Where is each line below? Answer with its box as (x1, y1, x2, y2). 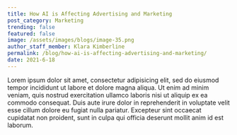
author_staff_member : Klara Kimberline (7, 43, 125, 50)
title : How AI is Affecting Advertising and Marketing (7, 10, 173, 18)
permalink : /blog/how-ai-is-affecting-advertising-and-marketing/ (7, 50, 207, 57)
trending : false (7, 23, 55, 30)
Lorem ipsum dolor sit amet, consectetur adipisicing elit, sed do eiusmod (7, 76, 219, 84)
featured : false (7, 30, 55, 37)
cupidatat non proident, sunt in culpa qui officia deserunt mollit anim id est (7, 113, 224, 122)
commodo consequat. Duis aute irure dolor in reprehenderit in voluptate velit (7, 98, 230, 107)
